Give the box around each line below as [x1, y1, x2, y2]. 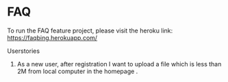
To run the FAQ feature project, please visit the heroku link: [7, 26, 173, 35]
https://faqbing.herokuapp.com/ [7, 33, 98, 41]
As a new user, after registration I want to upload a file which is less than [16, 60, 222, 68]
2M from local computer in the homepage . [16, 67, 138, 75]
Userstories [7, 47, 40, 55]
